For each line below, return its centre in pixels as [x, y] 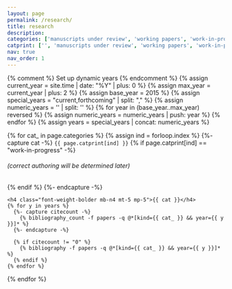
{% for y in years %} [38, 206]
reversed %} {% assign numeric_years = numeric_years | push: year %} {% [114, 114]
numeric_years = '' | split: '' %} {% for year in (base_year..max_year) [104, 107]
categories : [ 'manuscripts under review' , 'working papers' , [97, 39]
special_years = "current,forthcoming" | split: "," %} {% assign [95, 100]
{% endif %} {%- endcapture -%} [55, 187]
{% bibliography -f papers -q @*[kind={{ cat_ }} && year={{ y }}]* [120, 248]
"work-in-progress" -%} [41, 150]
